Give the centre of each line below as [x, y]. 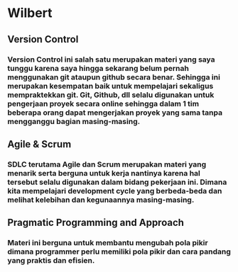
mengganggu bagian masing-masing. [74, 121]
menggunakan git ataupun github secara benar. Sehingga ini [114, 77]
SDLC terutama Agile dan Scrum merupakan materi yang [107, 164]
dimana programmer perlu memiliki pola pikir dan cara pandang [119, 251]
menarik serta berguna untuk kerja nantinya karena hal [104, 173]
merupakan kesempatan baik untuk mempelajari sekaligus [110, 86]
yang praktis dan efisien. [51, 261]
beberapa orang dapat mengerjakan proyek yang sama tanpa [115, 113]
